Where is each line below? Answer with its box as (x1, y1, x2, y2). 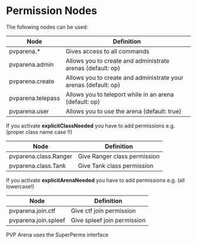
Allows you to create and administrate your (65, 73, 184, 81)
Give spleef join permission (71, 216, 146, 224)
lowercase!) (6, 183, 35, 190)
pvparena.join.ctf (9, 207, 56, 215)
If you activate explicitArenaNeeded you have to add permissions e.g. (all (6, 177, 185, 184)
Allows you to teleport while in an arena (65, 90, 174, 98)
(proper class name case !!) (6, 128, 73, 135)
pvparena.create (9, 77, 55, 85)
